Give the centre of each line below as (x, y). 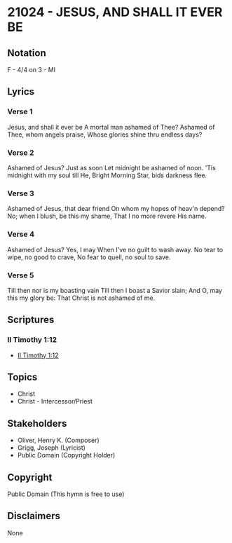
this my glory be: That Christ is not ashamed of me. (81, 298)
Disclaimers (34, 516)
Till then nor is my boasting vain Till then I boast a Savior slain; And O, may (115, 290)
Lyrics (21, 92)
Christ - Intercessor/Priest (55, 401)
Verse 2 (21, 153)
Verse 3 (21, 193)
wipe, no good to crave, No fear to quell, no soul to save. (89, 257)
